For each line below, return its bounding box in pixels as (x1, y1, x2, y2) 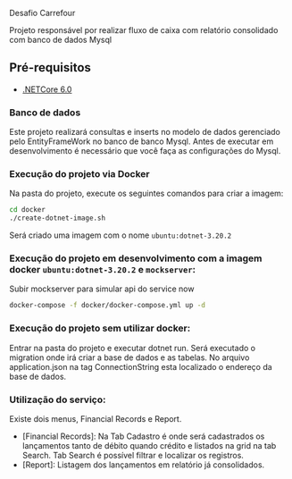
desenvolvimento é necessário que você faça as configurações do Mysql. (9, 146, 281, 156)
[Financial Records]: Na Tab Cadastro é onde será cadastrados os (21, 431, 265, 441)
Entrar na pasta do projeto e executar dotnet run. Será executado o (9, 342, 256, 353)
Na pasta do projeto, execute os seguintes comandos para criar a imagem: (9, 188, 284, 199)
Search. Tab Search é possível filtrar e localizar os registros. (21, 450, 244, 460)
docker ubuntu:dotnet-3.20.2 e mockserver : (9, 264, 196, 276)
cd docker (9, 206, 46, 214)
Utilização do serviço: (9, 393, 106, 406)
